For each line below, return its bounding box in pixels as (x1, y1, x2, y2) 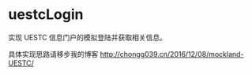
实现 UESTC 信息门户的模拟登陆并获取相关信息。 (8, 32, 167, 42)
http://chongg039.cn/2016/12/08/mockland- (100, 49, 244, 58)
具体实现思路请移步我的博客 (8, 49, 99, 58)
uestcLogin (8, 6, 84, 24)
